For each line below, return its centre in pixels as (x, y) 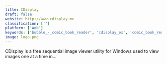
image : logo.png (22, 37)
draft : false (19, 14)
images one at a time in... (31, 56)
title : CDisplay (22, 10)
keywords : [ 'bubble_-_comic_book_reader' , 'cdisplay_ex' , (66, 32)
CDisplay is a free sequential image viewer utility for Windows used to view (82, 51)
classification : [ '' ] (28, 23)
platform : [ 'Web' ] (24, 28)
